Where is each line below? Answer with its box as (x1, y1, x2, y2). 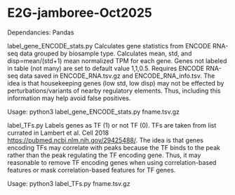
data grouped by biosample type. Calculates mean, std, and (20, 49, 192, 58)
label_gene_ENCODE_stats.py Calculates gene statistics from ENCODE (7, 41, 212, 50)
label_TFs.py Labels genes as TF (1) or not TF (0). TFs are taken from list (7, 121, 217, 129)
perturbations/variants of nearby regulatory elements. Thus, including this (7, 86, 221, 95)
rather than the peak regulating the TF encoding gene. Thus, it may (7, 151, 201, 159)
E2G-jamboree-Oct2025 (7, 5, 153, 21)
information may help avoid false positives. (7, 93, 131, 102)
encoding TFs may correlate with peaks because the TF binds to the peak (7, 143, 221, 152)
